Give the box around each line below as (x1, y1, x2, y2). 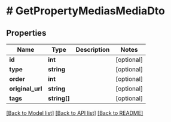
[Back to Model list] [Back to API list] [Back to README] (6, 110, 143, 117)
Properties (6, 28, 47, 38)
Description (75, 46, 110, 54)
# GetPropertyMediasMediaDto (6, 4, 166, 18)
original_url (9, 85, 42, 93)
